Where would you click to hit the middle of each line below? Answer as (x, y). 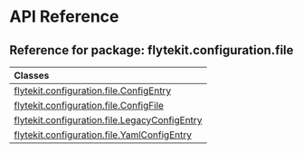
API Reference (64, 17)
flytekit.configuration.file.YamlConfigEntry (103, 135)
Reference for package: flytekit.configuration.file (151, 50)
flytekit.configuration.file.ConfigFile (89, 105)
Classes (32, 76)
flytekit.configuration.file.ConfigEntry (93, 91)
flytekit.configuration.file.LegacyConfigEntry (108, 120)
